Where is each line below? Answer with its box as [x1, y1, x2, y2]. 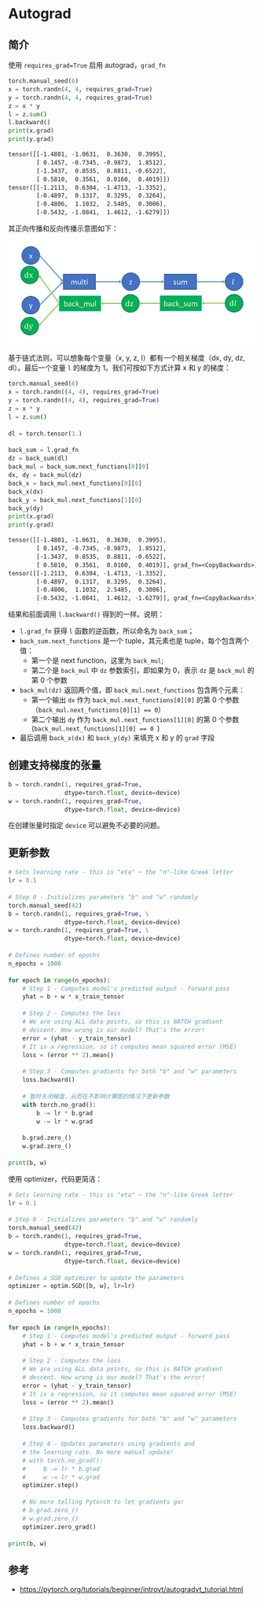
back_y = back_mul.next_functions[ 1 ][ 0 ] [8, 496, 143, 504]
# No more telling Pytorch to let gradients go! [22, 1498, 185, 1506]
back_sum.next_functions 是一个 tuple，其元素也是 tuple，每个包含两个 [19, 636, 250, 646]
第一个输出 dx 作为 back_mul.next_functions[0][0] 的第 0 [31, 695, 218, 705]
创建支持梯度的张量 [8, 758, 101, 771]
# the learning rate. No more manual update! [22, 1448, 174, 1456]
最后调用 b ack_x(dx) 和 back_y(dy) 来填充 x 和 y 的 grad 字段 [19, 733, 214, 742]
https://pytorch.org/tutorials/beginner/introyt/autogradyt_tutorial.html [19, 1585, 244, 1594]
